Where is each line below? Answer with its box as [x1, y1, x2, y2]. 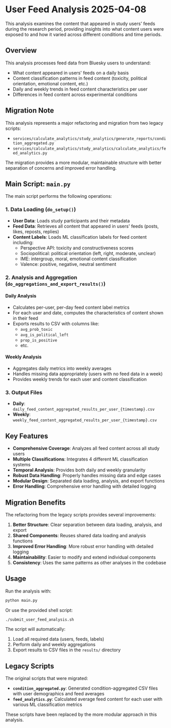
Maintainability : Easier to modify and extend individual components [12, 554, 156, 560]
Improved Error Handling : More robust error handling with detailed [12, 543, 154, 549]
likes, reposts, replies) [12, 229, 60, 235]
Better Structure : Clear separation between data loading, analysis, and [12, 521, 162, 528]
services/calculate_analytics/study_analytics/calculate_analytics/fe [12, 146, 166, 151]
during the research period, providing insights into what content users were [5, 26, 164, 32]
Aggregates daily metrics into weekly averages [12, 366, 112, 371]
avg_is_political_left [20, 332, 69, 337]
